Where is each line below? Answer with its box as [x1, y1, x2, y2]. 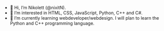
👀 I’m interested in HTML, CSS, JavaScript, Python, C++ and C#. [9, 10, 143, 16]
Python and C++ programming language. [9, 20, 95, 26]
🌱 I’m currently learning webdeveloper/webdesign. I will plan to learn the [9, 15, 159, 21]
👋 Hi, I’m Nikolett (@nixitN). [9, 5, 66, 10]
